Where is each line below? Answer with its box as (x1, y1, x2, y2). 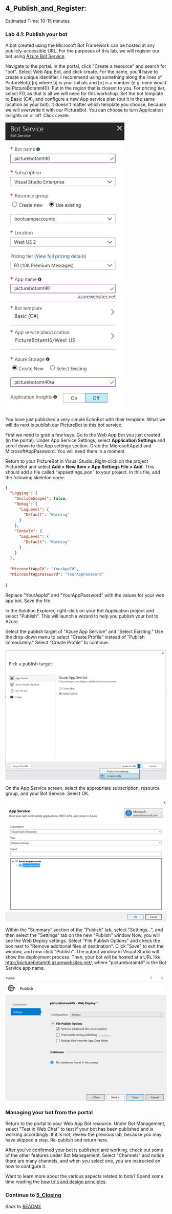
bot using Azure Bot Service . (5, 53, 66, 60)
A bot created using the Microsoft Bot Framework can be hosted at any (5, 42, 155, 48)
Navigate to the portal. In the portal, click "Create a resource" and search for (5, 63, 167, 69)
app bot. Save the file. (5, 597, 52, 604)
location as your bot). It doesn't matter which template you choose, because (5, 101, 166, 107)
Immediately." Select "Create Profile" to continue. (5, 639, 109, 645)
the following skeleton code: (5, 475, 65, 481)
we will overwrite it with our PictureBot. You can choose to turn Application (5, 107, 163, 113)
